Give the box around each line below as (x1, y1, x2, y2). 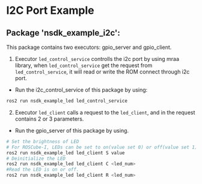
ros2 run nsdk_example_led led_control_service (6, 98, 128, 104)
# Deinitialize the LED (6, 155, 66, 162)
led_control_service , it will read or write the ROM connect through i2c (14, 68, 190, 75)
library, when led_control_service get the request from (14, 62, 153, 69)
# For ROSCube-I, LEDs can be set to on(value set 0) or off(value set (6, 144, 189, 150)
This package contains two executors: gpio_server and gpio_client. (6, 43, 172, 51)
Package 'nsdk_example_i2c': (6, 28, 120, 38)
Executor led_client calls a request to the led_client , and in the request (14, 109, 195, 116)
